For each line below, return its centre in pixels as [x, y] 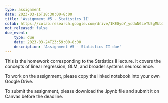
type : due [24, 38]
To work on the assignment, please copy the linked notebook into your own [82, 76]
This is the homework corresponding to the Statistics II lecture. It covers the [83, 61]
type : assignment [23, 10]
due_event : [16, 33]
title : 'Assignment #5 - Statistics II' [48, 19]
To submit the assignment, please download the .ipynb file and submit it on [82, 91]
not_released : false [27, 28]
